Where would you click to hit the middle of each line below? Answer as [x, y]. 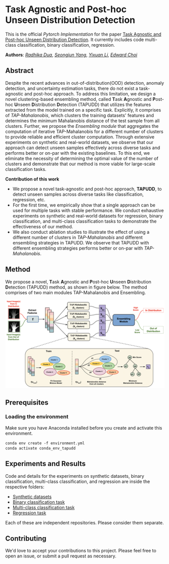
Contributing [26, 539]
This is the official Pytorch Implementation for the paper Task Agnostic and [83, 34]
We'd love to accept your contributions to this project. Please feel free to [81, 551]
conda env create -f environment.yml [45, 443]
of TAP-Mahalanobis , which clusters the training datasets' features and [80, 115]
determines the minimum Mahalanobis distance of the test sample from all [82, 121]
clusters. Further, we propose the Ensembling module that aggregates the [82, 126]
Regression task [29, 513]
